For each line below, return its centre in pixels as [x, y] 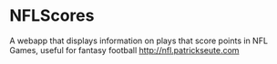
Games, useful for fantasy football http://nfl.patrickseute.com [124, 50]
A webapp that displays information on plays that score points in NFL [139, 41]
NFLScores [52, 16]
